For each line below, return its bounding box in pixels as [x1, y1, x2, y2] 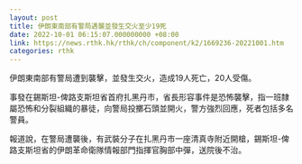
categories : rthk [9, 47, 75, 56]
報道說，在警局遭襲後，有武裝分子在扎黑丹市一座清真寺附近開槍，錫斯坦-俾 [9, 133, 290, 144]
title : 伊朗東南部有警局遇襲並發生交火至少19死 [9, 22, 167, 31]
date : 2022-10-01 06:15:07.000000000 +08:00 [9, 30, 179, 39]
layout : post [9, 13, 59, 23]
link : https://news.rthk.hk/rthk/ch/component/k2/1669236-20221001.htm [9, 38, 284, 48]
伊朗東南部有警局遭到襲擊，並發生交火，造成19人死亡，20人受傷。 [9, 73, 257, 84]
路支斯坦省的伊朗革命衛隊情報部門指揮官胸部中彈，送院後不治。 [9, 145, 246, 156]
